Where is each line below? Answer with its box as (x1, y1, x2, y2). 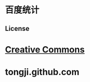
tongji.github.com (5, 66, 79, 78)
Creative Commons (5, 44, 85, 55)
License (5, 24, 30, 32)
